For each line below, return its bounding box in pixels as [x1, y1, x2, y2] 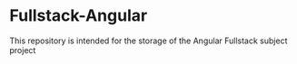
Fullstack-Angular [9, 5, 148, 26]
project [9, 44, 36, 55]
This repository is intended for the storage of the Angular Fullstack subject [9, 35, 288, 46]
